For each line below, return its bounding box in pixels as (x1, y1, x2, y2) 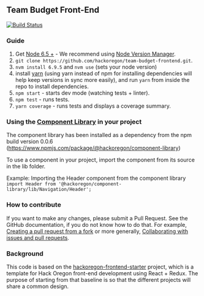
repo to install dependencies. (15, 83, 89, 91)
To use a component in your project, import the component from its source (6, 156, 195, 164)
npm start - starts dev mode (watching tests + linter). (15, 89, 150, 97)
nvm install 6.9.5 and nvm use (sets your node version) (15, 64, 157, 71)
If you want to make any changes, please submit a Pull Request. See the (6, 214, 188, 222)
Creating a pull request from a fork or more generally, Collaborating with (6, 228, 189, 235)
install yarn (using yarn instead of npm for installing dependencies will (15, 70, 192, 77)
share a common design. (6, 283, 69, 290)
